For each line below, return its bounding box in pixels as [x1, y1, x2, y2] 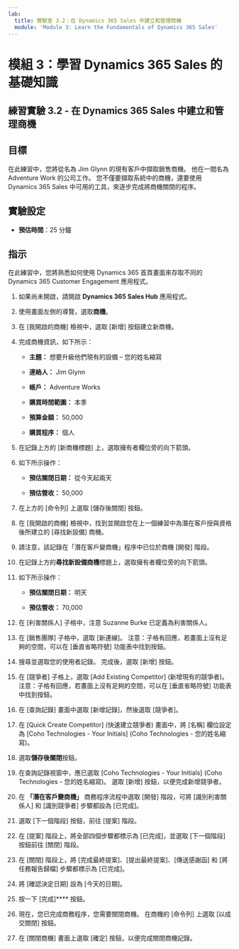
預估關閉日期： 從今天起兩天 [28, 473, 112, 482]
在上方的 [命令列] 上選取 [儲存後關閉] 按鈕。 [18, 504, 147, 513]
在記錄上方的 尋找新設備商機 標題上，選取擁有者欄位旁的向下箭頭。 [18, 558, 211, 567]
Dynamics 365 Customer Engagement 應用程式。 [8, 277, 152, 286]
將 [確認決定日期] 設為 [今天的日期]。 [18, 879, 127, 889]
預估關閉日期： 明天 [28, 588, 87, 597]
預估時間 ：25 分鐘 [18, 225, 72, 234]
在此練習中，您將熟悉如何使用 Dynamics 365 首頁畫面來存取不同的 [8, 268, 203, 277]
